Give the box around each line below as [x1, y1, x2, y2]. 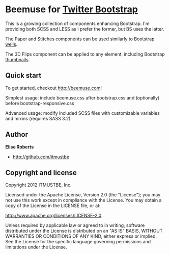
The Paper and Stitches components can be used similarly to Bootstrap [5, 36, 155, 42]
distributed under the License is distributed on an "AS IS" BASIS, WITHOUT [5, 228, 163, 234]
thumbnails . [5, 56, 30, 62]
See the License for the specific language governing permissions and [5, 239, 151, 245]
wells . [5, 41, 18, 47]
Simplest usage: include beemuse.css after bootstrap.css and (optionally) [5, 94, 160, 100]
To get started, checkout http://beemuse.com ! [5, 85, 102, 91]
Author [5, 130, 28, 139]
